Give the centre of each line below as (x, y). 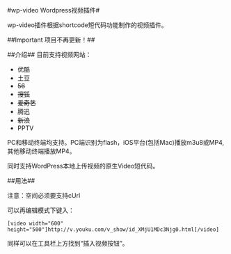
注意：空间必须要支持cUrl (44, 196)
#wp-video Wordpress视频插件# (54, 10)
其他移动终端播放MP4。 (41, 151)
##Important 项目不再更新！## (51, 40)
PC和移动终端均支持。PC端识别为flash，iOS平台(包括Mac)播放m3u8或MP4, (116, 142)
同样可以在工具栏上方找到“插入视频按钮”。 (68, 243)
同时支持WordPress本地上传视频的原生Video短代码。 (83, 166)
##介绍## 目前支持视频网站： (49, 55)
